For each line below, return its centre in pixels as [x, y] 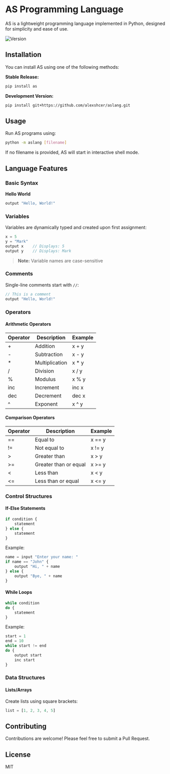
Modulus [45, 379]
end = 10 [14, 641]
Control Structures [29, 496]
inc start [25, 660]
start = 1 [16, 636]
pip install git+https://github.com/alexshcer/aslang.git [68, 105]
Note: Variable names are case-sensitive [60, 261]
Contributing [26, 726]
